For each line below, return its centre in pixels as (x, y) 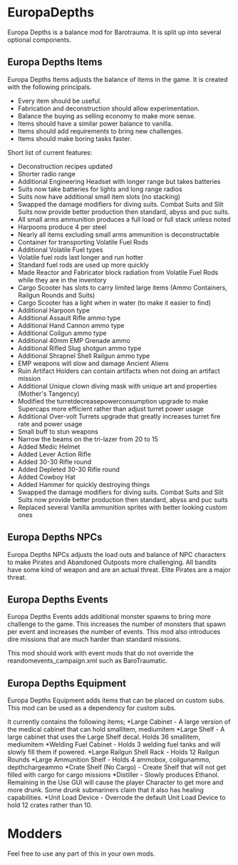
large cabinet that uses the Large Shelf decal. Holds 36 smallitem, (104, 737)
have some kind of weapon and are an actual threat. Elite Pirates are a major (119, 569)
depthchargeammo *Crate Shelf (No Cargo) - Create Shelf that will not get (117, 767)
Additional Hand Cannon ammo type (71, 325)
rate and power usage (50, 424)
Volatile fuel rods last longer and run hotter (81, 257)
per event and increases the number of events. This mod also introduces (114, 632)
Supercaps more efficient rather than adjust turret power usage (111, 409)
